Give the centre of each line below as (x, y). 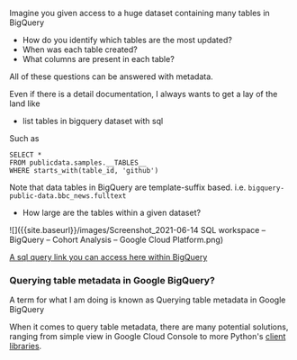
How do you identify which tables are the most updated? (127, 40)
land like (25, 103)
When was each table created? (80, 49)
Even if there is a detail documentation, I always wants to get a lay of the (144, 94)
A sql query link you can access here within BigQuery (108, 257)
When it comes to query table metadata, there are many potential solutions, (149, 327)
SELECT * (26, 155)
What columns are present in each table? (99, 59)
